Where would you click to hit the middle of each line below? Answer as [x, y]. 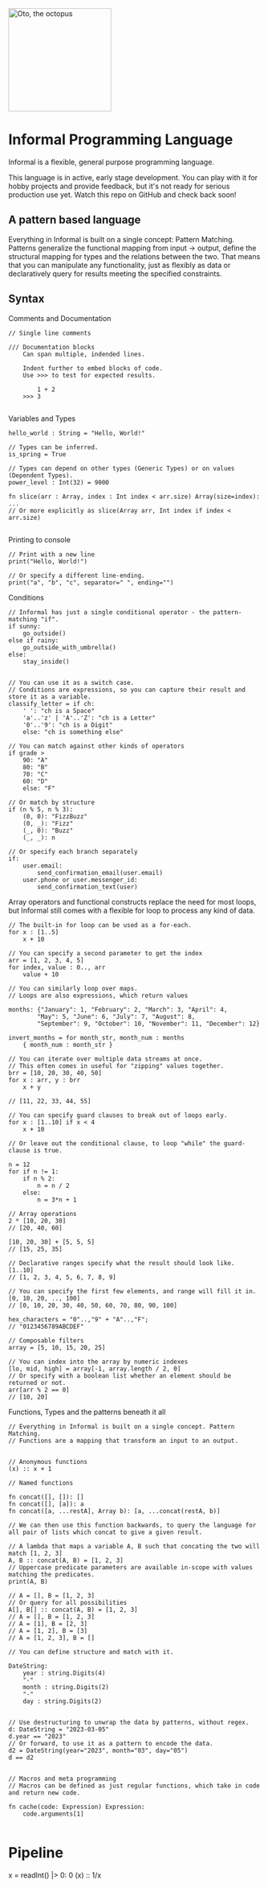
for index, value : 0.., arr [57, 967]
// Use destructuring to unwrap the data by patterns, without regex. [129, 1722]
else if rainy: [34, 640]
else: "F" [39, 788]
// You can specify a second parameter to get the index [106, 953]
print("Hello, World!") [48, 561]
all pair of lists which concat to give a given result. [106, 1532]
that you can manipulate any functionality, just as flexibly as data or [120, 265]
